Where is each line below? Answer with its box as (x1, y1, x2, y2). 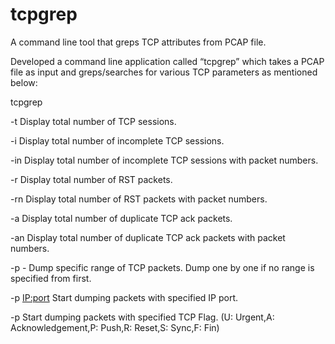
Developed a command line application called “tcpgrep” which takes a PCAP (10, 55, 325, 67)
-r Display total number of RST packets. (10, 173, 173, 185)
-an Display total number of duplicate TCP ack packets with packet (10, 231, 286, 243)
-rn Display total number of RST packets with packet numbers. (10, 193, 268, 205)
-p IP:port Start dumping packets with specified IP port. (10, 291, 239, 303)
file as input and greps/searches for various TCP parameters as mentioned (10, 66, 318, 78)
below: (10, 76, 38, 88)
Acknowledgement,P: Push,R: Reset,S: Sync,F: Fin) (10, 321, 220, 333)
